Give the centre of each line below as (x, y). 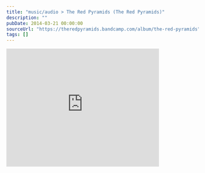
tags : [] (17, 35)
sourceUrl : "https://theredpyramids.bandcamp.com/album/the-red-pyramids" (103, 29)
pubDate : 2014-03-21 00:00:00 (45, 23)
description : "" (27, 18)
